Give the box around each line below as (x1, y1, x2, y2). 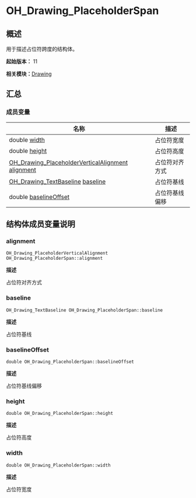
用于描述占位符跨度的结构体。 (6, 46, 78, 52)
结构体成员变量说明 (6, 219, 75, 229)
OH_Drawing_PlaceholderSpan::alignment (6, 256, 103, 262)
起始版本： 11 (6, 58, 38, 65)
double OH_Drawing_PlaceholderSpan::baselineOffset (6, 359, 134, 365)
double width (9, 136, 45, 144)
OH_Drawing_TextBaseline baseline (9, 177, 106, 186)
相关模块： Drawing (6, 70, 52, 77)
